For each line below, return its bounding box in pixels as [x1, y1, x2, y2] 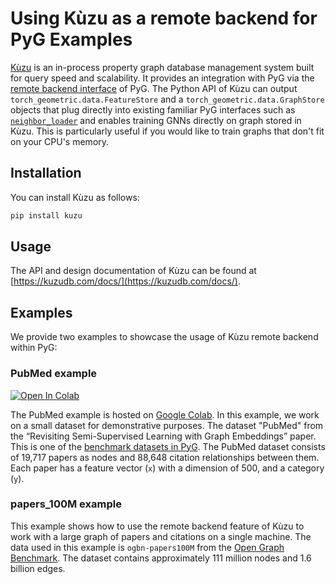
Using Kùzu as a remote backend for [10, 7, 318, 30]
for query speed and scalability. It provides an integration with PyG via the [10, 72, 315, 84]
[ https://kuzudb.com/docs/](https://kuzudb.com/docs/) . [10, 275, 242, 287]
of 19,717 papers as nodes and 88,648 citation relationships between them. [10, 451, 320, 463]
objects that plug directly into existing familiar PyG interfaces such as [10, 103, 296, 116]
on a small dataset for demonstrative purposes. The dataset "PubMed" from [10, 419, 324, 431]
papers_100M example [10, 497, 122, 511]
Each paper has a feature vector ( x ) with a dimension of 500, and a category [10, 462, 325, 474]
